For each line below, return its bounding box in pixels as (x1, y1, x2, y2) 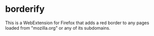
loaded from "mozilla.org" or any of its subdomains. (5, 25, 110, 31)
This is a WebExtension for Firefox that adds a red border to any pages (5, 20, 150, 26)
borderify (5, 3, 45, 15)
